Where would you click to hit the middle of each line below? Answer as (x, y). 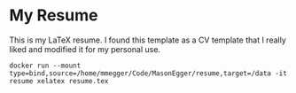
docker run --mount (45, 66)
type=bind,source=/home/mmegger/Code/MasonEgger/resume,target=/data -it (148, 73)
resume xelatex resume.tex (59, 81)
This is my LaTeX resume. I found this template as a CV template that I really (148, 40)
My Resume (54, 15)
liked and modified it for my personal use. (85, 49)
